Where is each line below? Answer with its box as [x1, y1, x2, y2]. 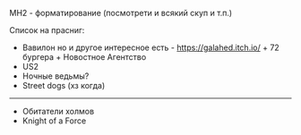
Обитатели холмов [21, 106, 95, 116]
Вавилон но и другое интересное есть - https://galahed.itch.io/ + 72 [21, 42, 279, 53]
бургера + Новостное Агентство [21, 52, 147, 62]
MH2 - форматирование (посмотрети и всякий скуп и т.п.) [9, 8, 233, 18]
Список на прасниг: [9, 25, 85, 35]
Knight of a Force [21, 115, 87, 126]
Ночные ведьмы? [21, 71, 90, 81]
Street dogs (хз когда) [21, 80, 106, 90]
